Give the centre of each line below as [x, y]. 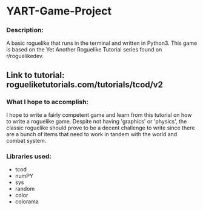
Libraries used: [29, 157]
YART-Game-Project [59, 11]
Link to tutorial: [35, 75]
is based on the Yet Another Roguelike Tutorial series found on [84, 50]
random [25, 189]
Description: [25, 30]
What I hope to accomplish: [48, 102]
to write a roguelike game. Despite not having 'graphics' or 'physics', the [97, 122]
